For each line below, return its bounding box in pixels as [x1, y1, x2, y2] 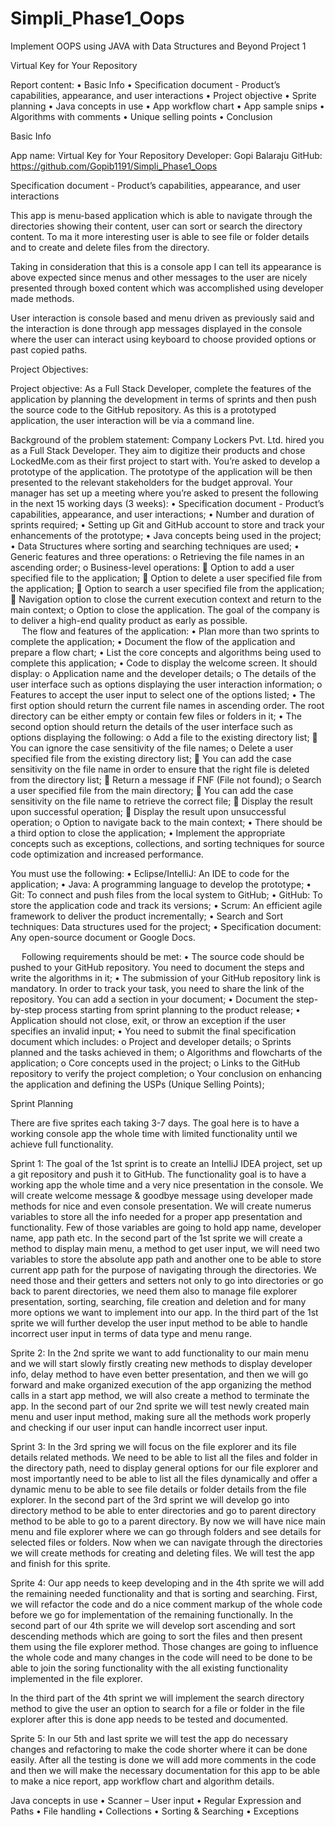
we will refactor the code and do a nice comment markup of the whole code [10, 1598, 323, 1610]
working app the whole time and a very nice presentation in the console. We [10, 1178, 324, 1191]
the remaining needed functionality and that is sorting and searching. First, [10, 1587, 318, 1599]
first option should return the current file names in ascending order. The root [10, 699, 325, 711]
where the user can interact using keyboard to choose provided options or [10, 333, 317, 345]
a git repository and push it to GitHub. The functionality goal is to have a [10, 1168, 307, 1180]
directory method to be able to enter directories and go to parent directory [10, 1504, 317, 1516]
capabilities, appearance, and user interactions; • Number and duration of [10, 508, 315, 520]
